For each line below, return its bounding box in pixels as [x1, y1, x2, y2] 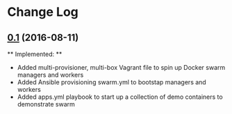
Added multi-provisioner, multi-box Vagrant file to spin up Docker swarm [17, 64, 226, 71]
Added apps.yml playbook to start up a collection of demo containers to [17, 93, 224, 101]
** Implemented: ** [7, 50, 63, 58]
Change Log [7, 4, 78, 20]
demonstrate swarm [17, 100, 75, 108]
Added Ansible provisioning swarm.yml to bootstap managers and [17, 78, 206, 86]
